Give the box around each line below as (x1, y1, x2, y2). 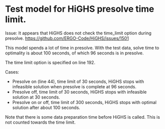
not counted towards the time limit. (5, 119, 76, 125)
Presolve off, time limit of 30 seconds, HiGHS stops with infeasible (12, 89, 147, 95)
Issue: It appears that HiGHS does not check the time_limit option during (5, 30, 152, 36)
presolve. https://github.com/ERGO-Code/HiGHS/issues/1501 (5, 35, 129, 41)
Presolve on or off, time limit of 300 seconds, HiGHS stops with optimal (12, 99, 157, 105)
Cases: (5, 69, 20, 75)
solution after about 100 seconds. (12, 104, 80, 110)
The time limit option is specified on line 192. (5, 59, 96, 65)
